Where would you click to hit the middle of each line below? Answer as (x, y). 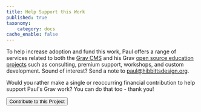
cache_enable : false (32, 35)
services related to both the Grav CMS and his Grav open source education (100, 58)
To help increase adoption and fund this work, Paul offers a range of (91, 51)
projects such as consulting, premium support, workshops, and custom (95, 65)
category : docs (36, 29)
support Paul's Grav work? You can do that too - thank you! (80, 89)
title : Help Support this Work (46, 12)
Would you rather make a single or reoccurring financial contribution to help (101, 83)
